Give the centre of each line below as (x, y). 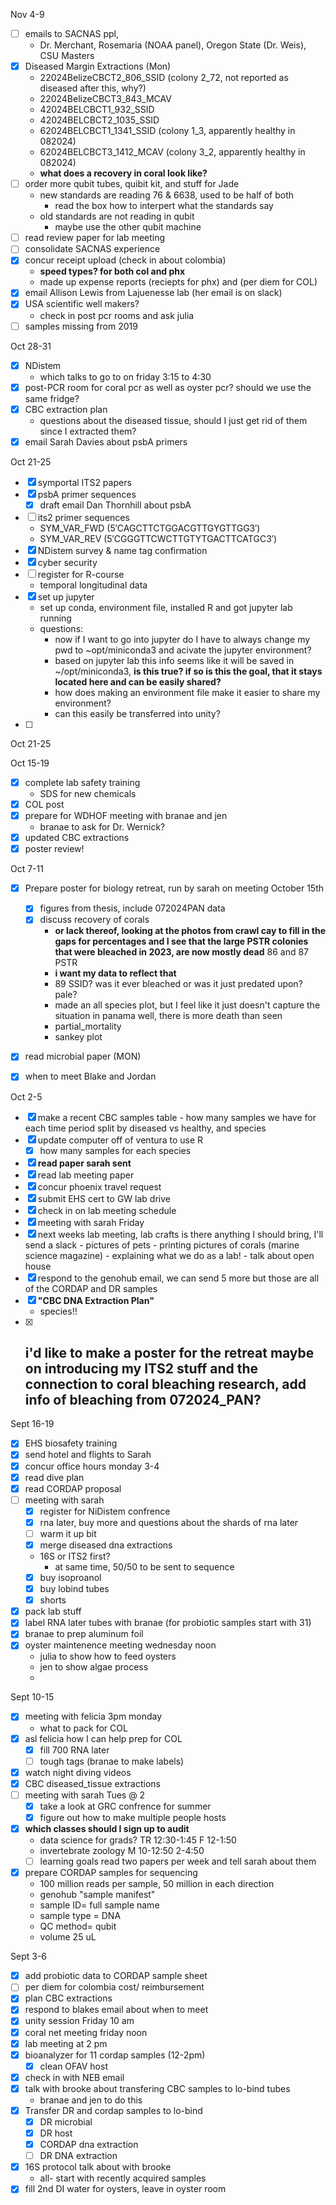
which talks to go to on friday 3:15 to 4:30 (125, 376)
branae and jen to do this (91, 2100)
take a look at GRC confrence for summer (125, 1806)
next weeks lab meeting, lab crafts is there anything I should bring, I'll (180, 1234)
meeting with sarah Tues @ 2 (85, 1795)
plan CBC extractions (68, 1998)
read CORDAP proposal (73, 1488)
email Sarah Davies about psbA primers (106, 441)
